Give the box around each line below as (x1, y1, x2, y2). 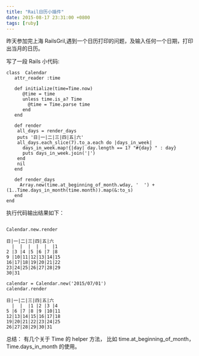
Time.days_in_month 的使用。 (6, 343, 80, 351)
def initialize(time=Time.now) (14, 86, 93, 92)
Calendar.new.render (6, 227, 58, 233)
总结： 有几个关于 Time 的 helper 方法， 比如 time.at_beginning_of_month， (6, 335, 194, 343)
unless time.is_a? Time (22, 96, 83, 103)
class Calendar (6, 70, 47, 76)
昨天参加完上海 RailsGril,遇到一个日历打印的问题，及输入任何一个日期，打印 (6, 37, 194, 45)
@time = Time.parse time (28, 102, 90, 108)
